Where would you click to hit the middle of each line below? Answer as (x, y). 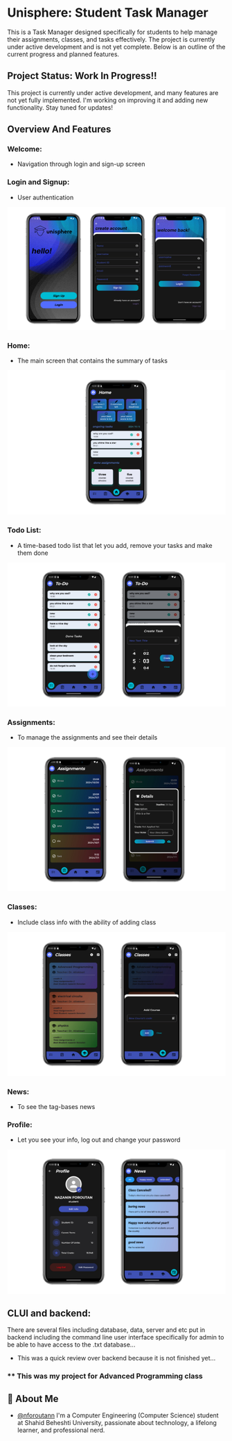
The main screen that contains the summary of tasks (92, 361)
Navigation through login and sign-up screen (81, 164)
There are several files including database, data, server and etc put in (106, 1330)
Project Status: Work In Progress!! (82, 76)
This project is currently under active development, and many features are (113, 92)
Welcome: (25, 149)
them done (33, 553)
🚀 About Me (33, 1398)
